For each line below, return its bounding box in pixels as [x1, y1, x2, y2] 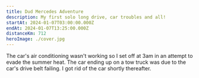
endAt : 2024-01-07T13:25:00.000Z [6, 25, 89, 31]
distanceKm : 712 [6, 31, 46, 37]
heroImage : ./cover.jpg [6, 36, 65, 42]
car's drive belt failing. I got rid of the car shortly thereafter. [6, 65, 151, 71]
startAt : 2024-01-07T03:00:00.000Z [6, 19, 94, 25]
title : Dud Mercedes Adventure [6, 8, 84, 15]
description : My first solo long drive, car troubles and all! [6, 14, 166, 20]
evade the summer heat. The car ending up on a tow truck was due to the [6, 58, 186, 66]
